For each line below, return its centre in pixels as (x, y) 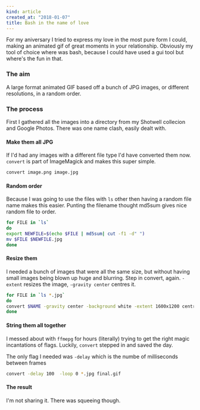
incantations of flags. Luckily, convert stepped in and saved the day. (90, 345)
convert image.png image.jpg (42, 173)
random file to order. (31, 212)
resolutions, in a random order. (44, 94)
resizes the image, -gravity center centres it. (79, 284)
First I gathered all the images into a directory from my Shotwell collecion (96, 122)
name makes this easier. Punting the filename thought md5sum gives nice (97, 206)
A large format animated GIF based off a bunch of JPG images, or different (98, 87)
